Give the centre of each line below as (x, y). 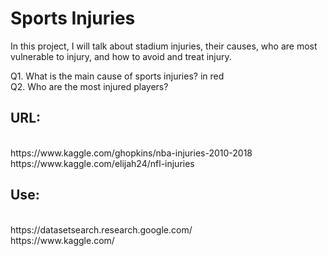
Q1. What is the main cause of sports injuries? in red (117, 76)
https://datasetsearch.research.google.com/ (101, 229)
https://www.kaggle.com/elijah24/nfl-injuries (102, 163)
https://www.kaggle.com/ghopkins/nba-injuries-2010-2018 (131, 153)
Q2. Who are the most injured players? (89, 86)
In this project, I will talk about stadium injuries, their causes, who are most (164, 46)
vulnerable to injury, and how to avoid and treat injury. (121, 56)
